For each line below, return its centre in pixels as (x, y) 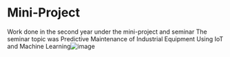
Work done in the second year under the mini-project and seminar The (107, 32)
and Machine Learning (39, 46)
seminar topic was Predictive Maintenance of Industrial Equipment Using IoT (115, 38)
